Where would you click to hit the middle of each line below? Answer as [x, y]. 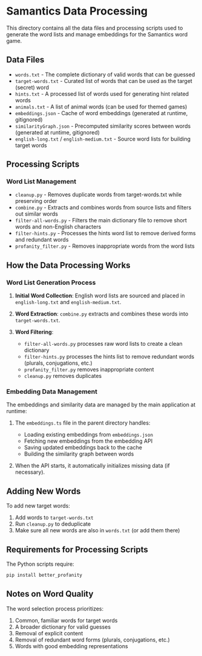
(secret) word [32, 87]
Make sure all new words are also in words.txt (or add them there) [97, 531]
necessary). [30, 472]
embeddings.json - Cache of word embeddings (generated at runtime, [101, 113]
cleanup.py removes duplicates [63, 376]
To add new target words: [38, 506]
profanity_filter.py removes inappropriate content [89, 369]
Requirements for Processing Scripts [77, 549]
